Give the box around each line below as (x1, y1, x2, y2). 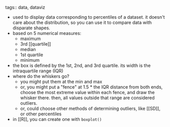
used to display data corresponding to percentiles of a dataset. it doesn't (12, 14, 165, 20)
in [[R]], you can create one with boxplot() (12, 116, 102, 122)
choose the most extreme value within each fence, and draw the (20, 90, 155, 95)
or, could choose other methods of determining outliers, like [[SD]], (20, 106, 161, 111)
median (20, 47, 37, 52)
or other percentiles (20, 111, 62, 117)
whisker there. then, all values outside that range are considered (20, 95, 155, 101)
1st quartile (20, 52, 43, 58)
